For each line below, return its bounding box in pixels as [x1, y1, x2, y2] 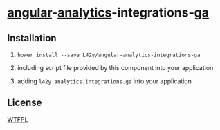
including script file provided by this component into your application [17, 64, 214, 72]
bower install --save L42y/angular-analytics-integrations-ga [17, 52, 201, 58]
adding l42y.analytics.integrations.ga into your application [17, 77, 192, 85]
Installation [7, 32, 57, 44]
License [7, 97, 42, 109]
